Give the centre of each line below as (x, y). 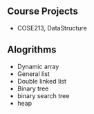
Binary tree (33, 88)
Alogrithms (32, 50)
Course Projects (43, 11)
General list (34, 74)
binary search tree (43, 95)
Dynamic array (38, 66)
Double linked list (42, 81)
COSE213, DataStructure (52, 28)
